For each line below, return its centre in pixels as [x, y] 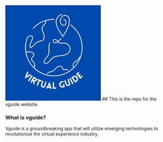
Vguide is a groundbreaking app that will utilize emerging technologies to [82, 129]
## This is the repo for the [129, 99]
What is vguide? [26, 118]
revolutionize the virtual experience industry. [52, 134]
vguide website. [22, 104]
